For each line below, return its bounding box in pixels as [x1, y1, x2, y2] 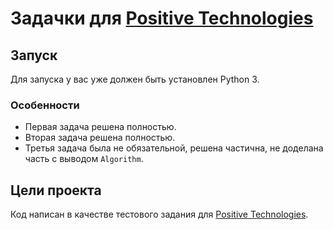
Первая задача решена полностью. [24, 121, 177, 133]
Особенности [10, 98, 80, 112]
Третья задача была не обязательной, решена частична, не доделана [24, 142, 324, 154]
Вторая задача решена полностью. [24, 132, 176, 144]
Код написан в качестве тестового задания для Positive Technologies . [10, 208, 309, 221]
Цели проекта [10, 182, 102, 199]
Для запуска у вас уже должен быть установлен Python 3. [10, 73, 260, 85]
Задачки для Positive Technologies [10, 7, 314, 30]
